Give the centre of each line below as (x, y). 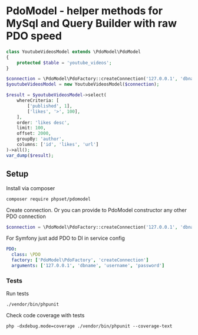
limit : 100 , (31, 128)
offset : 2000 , (34, 134)
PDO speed (34, 36)
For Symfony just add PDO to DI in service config (66, 238)
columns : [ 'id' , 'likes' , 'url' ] (58, 145)
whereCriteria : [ (38, 101)
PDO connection (26, 216)
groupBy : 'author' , (41, 139)
